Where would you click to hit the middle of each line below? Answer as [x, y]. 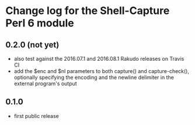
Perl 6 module [40, 23]
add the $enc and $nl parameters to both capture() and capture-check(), [101, 71]
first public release [36, 116]
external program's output [45, 84]
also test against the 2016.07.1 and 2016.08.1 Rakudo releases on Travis [99, 59]
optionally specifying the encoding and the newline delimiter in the [94, 77]
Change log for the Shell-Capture [88, 11]
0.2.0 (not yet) [32, 45]
